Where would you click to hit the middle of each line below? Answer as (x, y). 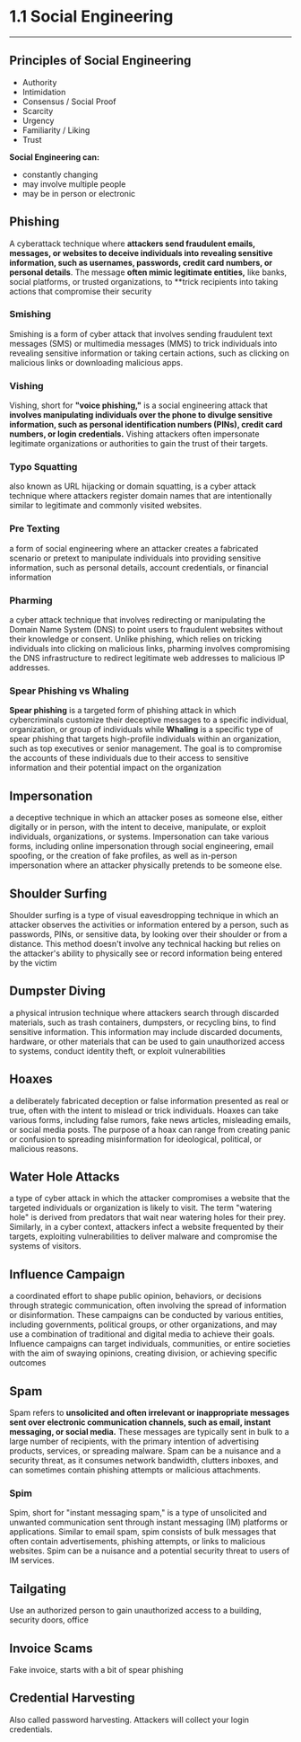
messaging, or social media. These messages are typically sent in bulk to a (149, 1432)
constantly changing (60, 174)
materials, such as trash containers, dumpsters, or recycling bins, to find (142, 1022)
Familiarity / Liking (56, 130)
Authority (39, 82)
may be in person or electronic (79, 193)
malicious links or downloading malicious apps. (96, 362)
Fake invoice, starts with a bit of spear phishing (96, 1669)
